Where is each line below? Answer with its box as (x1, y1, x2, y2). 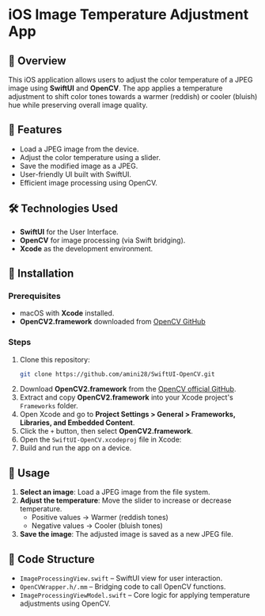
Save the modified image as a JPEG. (19, 161, 138, 170)
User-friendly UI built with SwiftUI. (19, 169, 132, 179)
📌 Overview (8, 54, 66, 67)
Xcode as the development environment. (19, 243, 153, 253)
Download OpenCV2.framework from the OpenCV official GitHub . (19, 385, 237, 394)
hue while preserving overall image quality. (8, 101, 148, 109)
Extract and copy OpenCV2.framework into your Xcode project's (19, 392, 233, 402)
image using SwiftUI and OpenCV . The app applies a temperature (8, 83, 223, 93)
